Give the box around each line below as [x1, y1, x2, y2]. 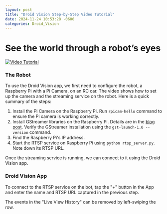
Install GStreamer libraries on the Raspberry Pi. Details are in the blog [12, 119, 155, 125]
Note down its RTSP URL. [12, 145, 65, 151]
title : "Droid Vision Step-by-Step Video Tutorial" [5, 12, 115, 17]
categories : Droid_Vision [5, 21, 59, 26]
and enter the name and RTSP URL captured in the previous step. [5, 189, 140, 195]
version [12, 130, 28, 135]
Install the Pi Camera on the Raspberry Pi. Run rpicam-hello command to [12, 108, 163, 114]
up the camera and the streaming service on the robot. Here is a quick [5, 93, 150, 100]
